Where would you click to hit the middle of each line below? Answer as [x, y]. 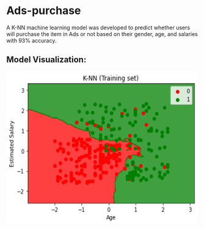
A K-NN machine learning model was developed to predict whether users [98, 27]
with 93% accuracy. [31, 40]
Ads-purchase [44, 11]
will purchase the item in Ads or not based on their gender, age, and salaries [102, 34]
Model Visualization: [46, 60]
